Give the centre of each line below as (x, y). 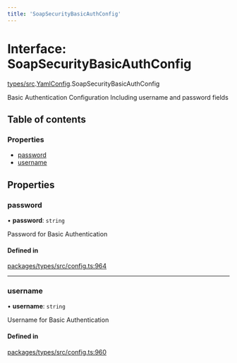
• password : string (36, 220)
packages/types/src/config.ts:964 (57, 266)
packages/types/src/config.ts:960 (57, 352)
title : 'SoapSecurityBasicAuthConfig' (64, 14)
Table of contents (47, 119)
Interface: (37, 48)
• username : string (36, 306)
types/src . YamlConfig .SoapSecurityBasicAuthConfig (84, 83)
